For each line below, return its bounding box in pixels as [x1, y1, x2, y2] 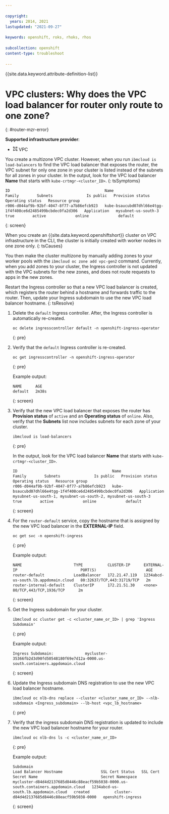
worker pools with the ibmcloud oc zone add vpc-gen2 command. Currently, [5, 258, 162, 264]
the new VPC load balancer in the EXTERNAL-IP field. [12, 523, 125, 529]
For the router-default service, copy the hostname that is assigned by [12, 518, 160, 524]
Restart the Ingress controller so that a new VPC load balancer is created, [5, 284, 158, 290]
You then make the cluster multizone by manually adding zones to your [5, 253, 153, 259]
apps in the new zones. [5, 274, 54, 280]
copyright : [5, 13, 28, 19]
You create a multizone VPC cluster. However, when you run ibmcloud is [5, 156, 156, 162]
